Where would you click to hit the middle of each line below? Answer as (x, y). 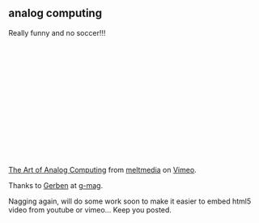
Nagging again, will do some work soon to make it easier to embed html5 (130, 201)
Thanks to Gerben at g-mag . (56, 185)
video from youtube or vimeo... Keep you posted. (90, 209)
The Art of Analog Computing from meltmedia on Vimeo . (102, 169)
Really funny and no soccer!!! (57, 32)
